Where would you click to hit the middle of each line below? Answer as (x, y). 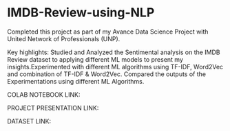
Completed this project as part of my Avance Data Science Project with (108, 32)
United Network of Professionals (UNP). (64, 38)
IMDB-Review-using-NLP (81, 13)
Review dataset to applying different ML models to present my (95, 59)
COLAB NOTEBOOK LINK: (44, 95)
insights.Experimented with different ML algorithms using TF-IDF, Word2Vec (115, 67)
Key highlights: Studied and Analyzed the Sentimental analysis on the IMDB (114, 52)
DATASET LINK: (29, 121)
